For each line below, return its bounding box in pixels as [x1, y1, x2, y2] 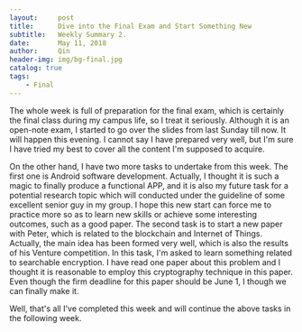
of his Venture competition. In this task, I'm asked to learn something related [9, 247, 293, 258]
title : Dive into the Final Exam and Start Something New [9, 22, 252, 31]
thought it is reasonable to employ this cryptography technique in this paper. [9, 266, 293, 277]
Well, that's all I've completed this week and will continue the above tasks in [9, 303, 291, 314]
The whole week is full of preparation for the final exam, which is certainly [9, 105, 284, 115]
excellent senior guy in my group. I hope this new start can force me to [9, 199, 272, 210]
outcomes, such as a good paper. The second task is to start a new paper [9, 218, 283, 229]
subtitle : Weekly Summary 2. [9, 30, 127, 39]
